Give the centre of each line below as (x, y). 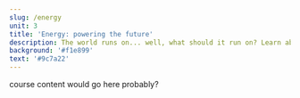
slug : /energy (36, 17)
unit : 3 (24, 26)
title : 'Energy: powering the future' (81, 34)
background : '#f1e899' (51, 51)
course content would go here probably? (84, 84)
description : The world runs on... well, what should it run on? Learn (145, 42)
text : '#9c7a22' (39, 59)
